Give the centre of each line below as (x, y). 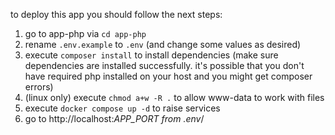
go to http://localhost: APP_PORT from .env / (114, 118)
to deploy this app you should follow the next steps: (116, 14)
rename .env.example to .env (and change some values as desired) (163, 44)
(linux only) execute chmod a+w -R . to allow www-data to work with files (174, 97)
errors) (39, 87)
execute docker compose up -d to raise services (122, 108)
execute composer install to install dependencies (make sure (151, 55)
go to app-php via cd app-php (85, 33)
